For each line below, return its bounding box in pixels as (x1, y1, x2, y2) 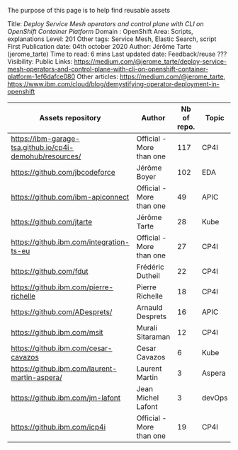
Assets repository (39, 113, 101, 122)
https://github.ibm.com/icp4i (11, 422, 106, 432)
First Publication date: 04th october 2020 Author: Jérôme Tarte (7, 42, 192, 50)
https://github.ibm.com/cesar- (11, 343, 113, 353)
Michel (136, 393, 159, 403)
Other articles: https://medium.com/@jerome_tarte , (76, 72, 226, 81)
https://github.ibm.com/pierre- (11, 282, 114, 292)
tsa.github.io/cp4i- (11, 143, 74, 152)
